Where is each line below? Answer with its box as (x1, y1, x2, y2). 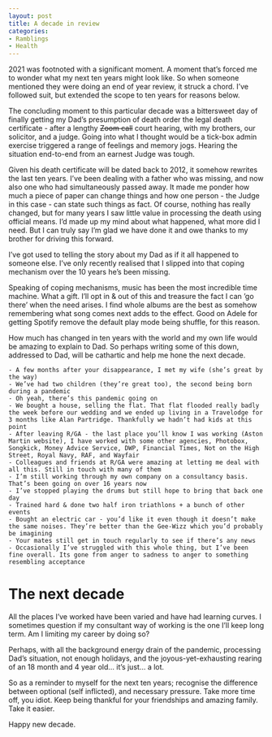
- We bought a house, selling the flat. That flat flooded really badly (8, 401, 260, 410)
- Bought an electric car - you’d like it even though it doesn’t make (8, 515, 256, 524)
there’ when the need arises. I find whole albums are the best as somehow (8, 300, 257, 310)
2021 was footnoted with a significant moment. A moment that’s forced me (8, 64, 257, 74)
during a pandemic (8, 388, 71, 396)
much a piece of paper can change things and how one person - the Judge (8, 191, 260, 201)
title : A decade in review (8, 20, 100, 28)
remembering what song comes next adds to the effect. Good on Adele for (8, 309, 258, 319)
